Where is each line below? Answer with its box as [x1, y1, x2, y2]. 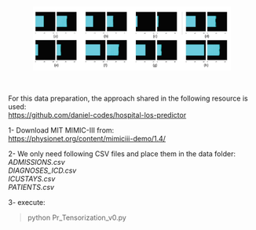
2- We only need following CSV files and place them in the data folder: [8, 148, 236, 159]
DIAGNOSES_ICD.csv [8, 166, 77, 175]
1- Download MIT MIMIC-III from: [8, 125, 115, 135]
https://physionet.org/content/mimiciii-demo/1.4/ [8, 133, 166, 143]
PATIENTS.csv [8, 182, 55, 192]
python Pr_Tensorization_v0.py [27, 213, 127, 222]
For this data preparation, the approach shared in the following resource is [8, 93, 249, 103]
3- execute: [8, 197, 46, 206]
